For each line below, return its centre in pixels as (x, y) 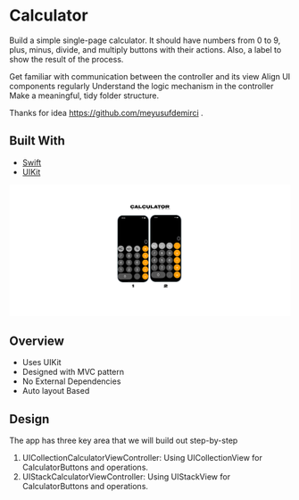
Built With (37, 141)
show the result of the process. (66, 59)
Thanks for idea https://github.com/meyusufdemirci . (106, 112)
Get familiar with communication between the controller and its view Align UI (150, 76)
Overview (37, 341)
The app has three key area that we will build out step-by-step (124, 441)
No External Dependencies (71, 381)
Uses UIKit (42, 362)
